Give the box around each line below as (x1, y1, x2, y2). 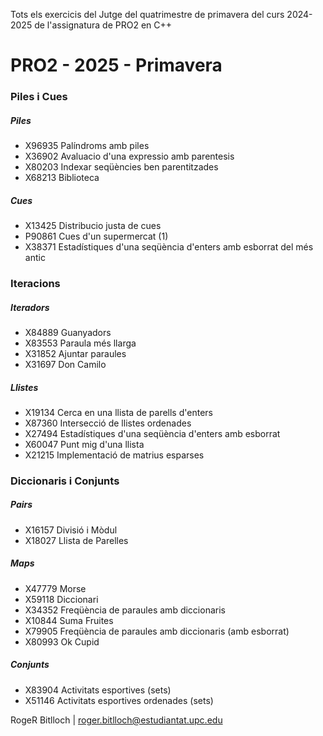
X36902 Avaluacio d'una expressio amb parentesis (24, 150, 235, 163)
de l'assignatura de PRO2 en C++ (34, 19, 173, 31)
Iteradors (10, 301, 50, 313)
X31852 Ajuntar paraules (24, 347, 127, 359)
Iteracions (10, 276, 61, 290)
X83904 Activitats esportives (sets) (24, 684, 172, 696)
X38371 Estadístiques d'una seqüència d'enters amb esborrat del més (24, 241, 314, 253)
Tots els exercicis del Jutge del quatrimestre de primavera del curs (10, 9, 285, 20)
